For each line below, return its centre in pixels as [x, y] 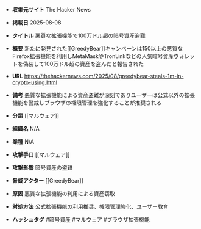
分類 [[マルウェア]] [36, 116]
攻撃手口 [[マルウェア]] [41, 154]
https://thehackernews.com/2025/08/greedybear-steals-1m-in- [104, 76]
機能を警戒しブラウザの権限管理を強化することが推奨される [87, 103]
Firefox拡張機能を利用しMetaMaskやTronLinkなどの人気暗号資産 [93, 56]
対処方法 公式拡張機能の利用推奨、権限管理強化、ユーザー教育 [90, 206]
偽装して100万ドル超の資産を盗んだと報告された [83, 64]
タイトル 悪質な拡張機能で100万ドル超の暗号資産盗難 [79, 35]
